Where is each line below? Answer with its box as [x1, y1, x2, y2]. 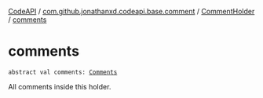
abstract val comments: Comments [8, 68, 118, 76]
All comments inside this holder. [8, 82, 111, 91]
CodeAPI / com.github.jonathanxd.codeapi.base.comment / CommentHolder [8, 7, 255, 16]
